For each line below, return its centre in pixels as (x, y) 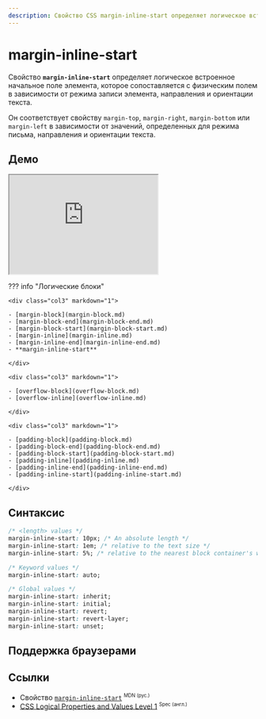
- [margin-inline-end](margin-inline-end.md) (84, 343)
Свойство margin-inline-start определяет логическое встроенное (122, 77)
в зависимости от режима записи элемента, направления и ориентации (131, 94)
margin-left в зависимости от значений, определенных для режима (124, 126)
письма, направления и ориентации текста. (82, 134)
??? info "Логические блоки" (56, 286)
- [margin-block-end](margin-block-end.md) (81, 322)
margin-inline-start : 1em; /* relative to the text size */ (110, 546)
